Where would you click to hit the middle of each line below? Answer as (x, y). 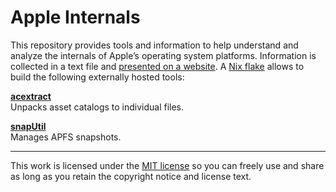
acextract (31, 96)
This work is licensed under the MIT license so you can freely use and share (167, 165)
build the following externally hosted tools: (97, 77)
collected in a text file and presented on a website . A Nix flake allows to (157, 66)
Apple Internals (75, 17)
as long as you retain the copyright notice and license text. (131, 176)
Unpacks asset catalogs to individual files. (97, 107)
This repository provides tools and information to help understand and (154, 45)
